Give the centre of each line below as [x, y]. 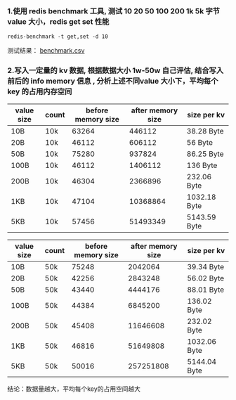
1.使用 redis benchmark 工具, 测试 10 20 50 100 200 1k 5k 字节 [113, 11]
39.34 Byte [206, 266]
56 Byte [199, 142]
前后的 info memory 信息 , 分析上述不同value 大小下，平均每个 [113, 81]
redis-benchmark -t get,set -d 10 [58, 37]
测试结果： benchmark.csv [46, 51]
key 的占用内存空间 [40, 91]
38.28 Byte [205, 131]
